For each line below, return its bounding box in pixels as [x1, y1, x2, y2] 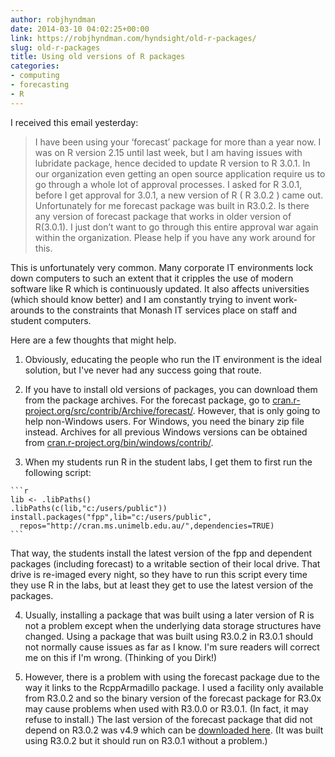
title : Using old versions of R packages [10, 52, 186, 62]
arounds [10, 304, 45, 316]
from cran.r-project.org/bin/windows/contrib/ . [24, 436, 214, 448]
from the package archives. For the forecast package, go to [24, 394, 271, 406]
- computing [10, 71, 60, 81]
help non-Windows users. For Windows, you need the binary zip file [24, 415, 305, 427]
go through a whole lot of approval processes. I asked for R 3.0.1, [34, 178, 303, 190]
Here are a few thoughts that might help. [10, 334, 177, 346]
